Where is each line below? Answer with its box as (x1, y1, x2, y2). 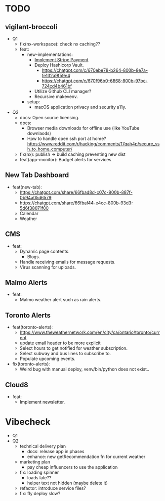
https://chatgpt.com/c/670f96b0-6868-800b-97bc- (41, 78, 148, 84)
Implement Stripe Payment (34, 57, 89, 62)
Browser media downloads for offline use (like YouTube (27, 125, 140, 131)
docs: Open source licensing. (19, 115, 80, 120)
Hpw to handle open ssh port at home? (27, 136, 106, 141)
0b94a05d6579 (19, 194, 52, 200)
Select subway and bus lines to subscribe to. (19, 351, 111, 357)
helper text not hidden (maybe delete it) (27, 480, 108, 486)
